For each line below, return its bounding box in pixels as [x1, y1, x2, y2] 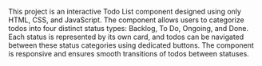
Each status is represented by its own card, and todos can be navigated [8, 32, 244, 41]
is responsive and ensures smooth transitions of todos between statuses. [8, 49, 249, 58]
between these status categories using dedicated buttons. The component [8, 41, 254, 50]
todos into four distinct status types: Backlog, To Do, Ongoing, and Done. [8, 24, 249, 33]
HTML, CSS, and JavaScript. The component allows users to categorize [8, 15, 245, 25]
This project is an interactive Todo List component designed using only [8, 7, 242, 16]
